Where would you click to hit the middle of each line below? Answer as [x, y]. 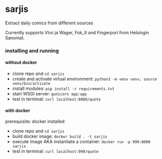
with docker [18, 110]
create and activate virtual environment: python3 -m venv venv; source [84, 79]
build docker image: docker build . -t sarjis [60, 136]
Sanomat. [15, 38]
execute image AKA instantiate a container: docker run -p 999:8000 [81, 142]
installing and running [32, 51]
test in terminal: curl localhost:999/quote [55, 151]
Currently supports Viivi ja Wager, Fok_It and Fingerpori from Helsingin [77, 32]
